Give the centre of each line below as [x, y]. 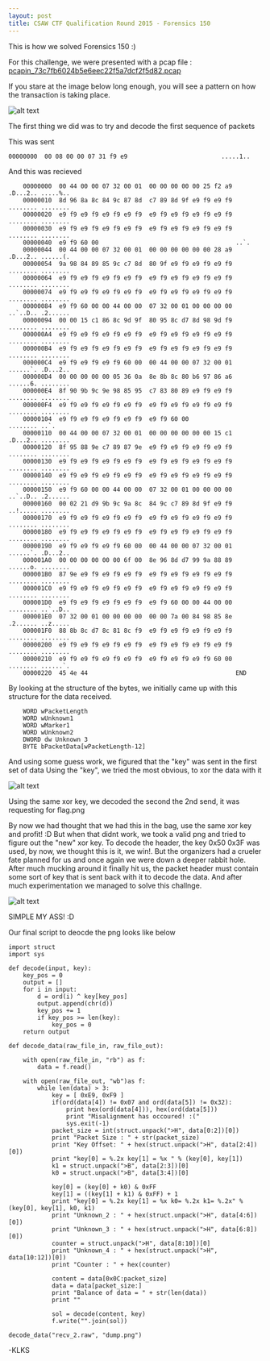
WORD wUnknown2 [48, 732]
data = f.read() [64, 1067]
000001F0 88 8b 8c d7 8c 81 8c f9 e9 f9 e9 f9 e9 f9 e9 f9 [127, 631]
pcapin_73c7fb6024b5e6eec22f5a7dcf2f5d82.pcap [95, 70]
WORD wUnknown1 [48, 718]
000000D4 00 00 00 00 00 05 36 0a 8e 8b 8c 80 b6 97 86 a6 [127, 377]
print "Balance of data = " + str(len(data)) [129, 1292]
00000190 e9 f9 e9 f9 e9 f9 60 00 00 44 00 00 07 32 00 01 [127, 546]
